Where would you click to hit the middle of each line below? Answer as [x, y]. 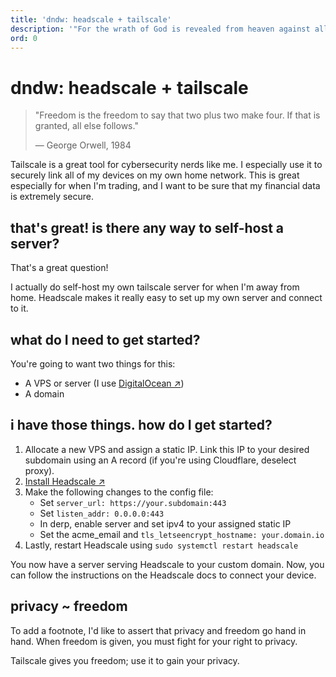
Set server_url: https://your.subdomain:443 [133, 502]
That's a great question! [59, 268]
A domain [44, 393]
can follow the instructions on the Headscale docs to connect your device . [163, 575]
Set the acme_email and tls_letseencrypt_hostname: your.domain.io [182, 534]
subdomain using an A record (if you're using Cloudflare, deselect [160, 460]
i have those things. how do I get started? [141, 425]
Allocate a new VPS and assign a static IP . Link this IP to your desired [167, 449]
